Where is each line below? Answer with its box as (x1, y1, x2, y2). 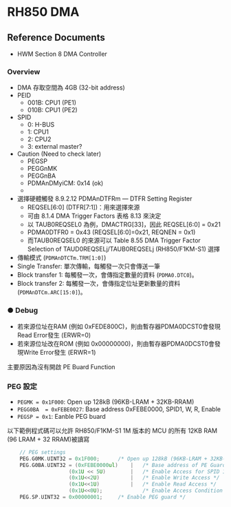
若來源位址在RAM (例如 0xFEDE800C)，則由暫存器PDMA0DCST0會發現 (16, 322, 221, 331)
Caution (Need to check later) (16, 149, 102, 158)
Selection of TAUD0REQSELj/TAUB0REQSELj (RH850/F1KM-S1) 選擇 (27, 245, 220, 253)
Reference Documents (7, 32, 105, 43)
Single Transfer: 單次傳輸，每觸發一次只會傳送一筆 (16, 262, 160, 271)
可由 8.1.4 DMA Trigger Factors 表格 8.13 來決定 (27, 211, 162, 220)
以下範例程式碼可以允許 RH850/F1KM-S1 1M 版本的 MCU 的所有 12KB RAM (7, 426, 218, 435)
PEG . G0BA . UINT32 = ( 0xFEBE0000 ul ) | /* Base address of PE (19, 462, 208, 468)
